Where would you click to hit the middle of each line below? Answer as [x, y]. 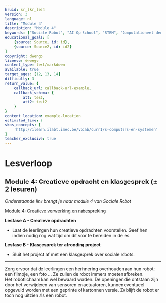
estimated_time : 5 [24, 120]
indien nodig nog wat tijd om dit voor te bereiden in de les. [71, 236]
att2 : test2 [35, 102]
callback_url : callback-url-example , [53, 88]
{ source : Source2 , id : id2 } [43, 47]
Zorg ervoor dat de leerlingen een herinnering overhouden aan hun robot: [80, 269]
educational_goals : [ [27, 38]
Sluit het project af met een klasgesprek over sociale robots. [73, 255]
